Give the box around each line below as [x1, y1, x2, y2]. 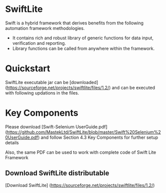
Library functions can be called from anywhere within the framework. [12, 45, 155, 51]
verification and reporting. [12, 40, 66, 46]
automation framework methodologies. [5, 25, 85, 31]
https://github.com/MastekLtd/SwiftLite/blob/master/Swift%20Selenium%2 [6, 129, 161, 135]
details [5, 139, 19, 145]
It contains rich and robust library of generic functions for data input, [12, 35, 154, 41]
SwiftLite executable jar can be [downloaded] [5, 79, 99, 85]
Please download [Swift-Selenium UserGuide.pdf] [5, 123, 108, 130]
